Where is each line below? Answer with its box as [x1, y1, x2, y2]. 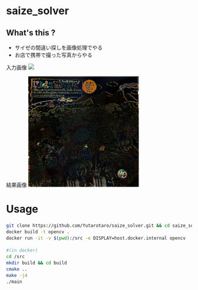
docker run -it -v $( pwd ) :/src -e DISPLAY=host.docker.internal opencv [6, 235, 186, 241]
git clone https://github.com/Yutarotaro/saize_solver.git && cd [6, 223, 170, 229]
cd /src [6, 254, 25, 260]
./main [6, 279, 22, 285]
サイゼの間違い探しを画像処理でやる [14, 44, 103, 51]
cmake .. [6, 266, 28, 272]
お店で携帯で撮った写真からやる [14, 51, 93, 58]
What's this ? [6, 28, 56, 38]
